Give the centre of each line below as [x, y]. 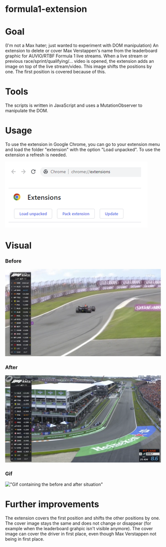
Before [13, 261]
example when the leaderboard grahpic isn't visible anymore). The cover [79, 529]
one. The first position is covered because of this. [56, 72]
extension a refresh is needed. [36, 155]
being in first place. [25, 539]
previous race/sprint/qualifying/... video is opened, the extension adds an [80, 61]
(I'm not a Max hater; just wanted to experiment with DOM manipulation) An [82, 46]
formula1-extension [46, 9]
